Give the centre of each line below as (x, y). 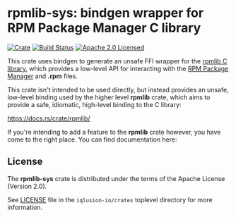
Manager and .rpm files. (42, 76)
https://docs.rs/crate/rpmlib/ (49, 118)
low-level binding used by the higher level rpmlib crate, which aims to (109, 97)
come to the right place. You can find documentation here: (92, 139)
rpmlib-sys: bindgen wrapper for (105, 13)
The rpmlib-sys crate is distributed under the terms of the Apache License (116, 178)
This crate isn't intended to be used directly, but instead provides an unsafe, (118, 89)
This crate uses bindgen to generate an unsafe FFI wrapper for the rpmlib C (117, 61)
